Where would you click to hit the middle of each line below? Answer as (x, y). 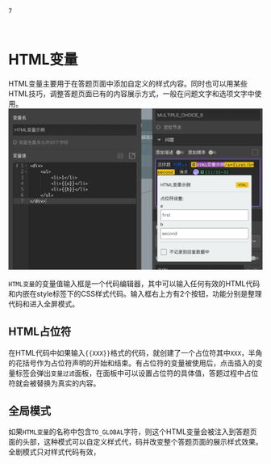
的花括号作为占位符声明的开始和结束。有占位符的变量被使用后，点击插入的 (132, 363)
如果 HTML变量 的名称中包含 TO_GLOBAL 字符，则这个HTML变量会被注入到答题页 (133, 432)
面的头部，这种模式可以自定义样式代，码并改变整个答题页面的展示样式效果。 (135, 442)
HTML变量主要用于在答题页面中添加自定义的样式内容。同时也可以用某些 (128, 83)
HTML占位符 (40, 332)
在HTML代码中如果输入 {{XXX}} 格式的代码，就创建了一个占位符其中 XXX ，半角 (135, 352)
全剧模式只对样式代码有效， (54, 452)
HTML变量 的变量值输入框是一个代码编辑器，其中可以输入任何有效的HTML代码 (134, 283)
